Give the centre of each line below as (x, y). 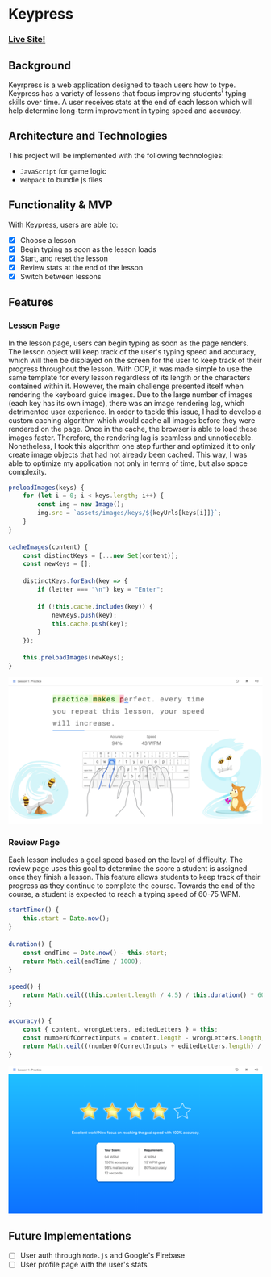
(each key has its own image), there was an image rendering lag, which (127, 403)
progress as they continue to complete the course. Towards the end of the (132, 886)
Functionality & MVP (60, 205)
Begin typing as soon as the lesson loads (88, 249)
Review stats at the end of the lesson (81, 267)
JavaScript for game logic (63, 171)
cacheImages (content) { (48, 547)
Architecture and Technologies (88, 136)
